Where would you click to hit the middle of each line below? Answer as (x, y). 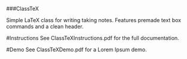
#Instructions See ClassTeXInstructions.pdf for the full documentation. (93, 38)
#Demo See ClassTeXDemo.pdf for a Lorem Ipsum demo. (77, 49)
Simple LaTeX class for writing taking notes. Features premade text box (93, 20)
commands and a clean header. (45, 27)
